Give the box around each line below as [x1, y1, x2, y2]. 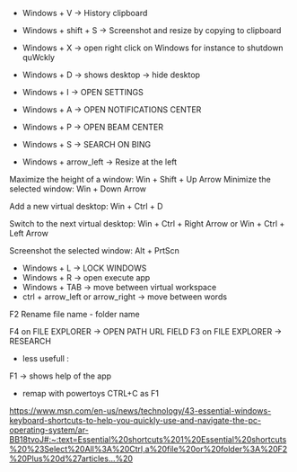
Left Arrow [9, 228, 49, 238]
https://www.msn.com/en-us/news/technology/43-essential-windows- [9, 405, 272, 416]
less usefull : [22, 353, 70, 363]
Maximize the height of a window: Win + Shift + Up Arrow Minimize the [9, 174, 271, 184]
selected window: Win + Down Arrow [9, 183, 146, 194]
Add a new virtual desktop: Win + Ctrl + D [9, 201, 163, 211]
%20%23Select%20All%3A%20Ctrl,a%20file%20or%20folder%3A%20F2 [9, 444, 288, 454]
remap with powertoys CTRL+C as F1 [22, 388, 160, 398]
